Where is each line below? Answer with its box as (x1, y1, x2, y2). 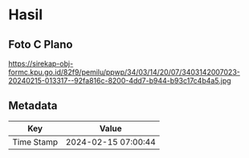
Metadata (8, 99, 58, 113)
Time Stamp (12, 136, 59, 148)
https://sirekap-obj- (8, 59, 74, 68)
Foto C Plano (8, 38, 73, 51)
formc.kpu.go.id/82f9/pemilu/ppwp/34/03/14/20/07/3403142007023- (8, 67, 241, 77)
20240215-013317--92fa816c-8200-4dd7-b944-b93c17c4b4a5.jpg (8, 76, 231, 85)
